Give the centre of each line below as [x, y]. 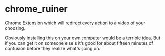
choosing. [15, 28]
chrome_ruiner [37, 9]
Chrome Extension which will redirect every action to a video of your [75, 23]
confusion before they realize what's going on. [53, 48]
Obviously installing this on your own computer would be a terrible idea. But [83, 38]
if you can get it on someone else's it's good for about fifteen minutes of [79, 43]
